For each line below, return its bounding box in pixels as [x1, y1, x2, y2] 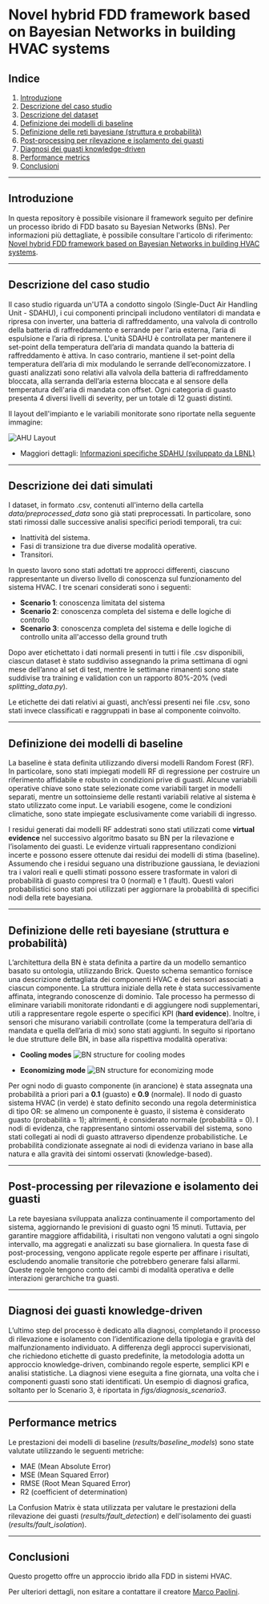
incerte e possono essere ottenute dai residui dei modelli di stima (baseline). [8, 851, 260, 860]
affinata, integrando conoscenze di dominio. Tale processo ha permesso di [8, 992, 255, 1001]
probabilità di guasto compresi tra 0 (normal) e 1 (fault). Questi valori [8, 876, 234, 886]
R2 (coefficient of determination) [19, 1487, 128, 1496]
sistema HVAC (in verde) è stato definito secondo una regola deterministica [8, 1098, 257, 1108]
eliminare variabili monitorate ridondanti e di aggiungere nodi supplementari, [8, 1001, 260, 1010]
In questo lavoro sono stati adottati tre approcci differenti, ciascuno [8, 566, 230, 575]
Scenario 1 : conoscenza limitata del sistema [19, 598, 166, 607]
